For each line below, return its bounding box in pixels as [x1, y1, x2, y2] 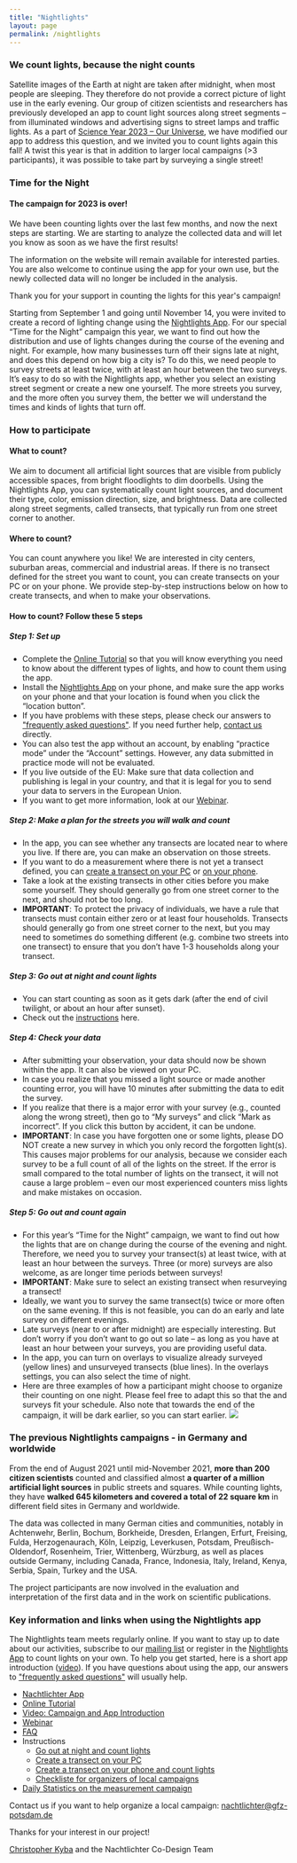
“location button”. [21, 700, 86, 711]
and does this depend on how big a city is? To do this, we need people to [9, 354, 277, 365]
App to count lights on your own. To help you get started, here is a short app [9, 1653, 288, 1663]
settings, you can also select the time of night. [21, 1371, 191, 1381]
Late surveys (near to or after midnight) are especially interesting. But [21, 1324, 277, 1334]
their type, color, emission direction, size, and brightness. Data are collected [9, 493, 287, 504]
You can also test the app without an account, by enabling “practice [21, 738, 270, 749]
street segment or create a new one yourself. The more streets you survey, [9, 382, 282, 393]
